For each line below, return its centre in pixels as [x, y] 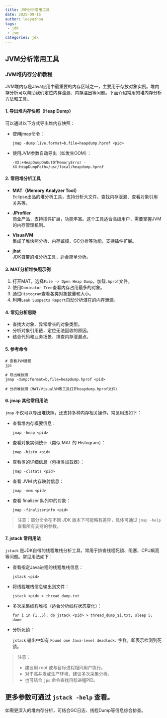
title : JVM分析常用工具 [27, 10]
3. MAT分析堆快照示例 [28, 269]
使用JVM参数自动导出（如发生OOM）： [52, 153]
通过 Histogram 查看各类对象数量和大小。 [53, 294]
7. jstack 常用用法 [23, 538]
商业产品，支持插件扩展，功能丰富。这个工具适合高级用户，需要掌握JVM [87, 219]
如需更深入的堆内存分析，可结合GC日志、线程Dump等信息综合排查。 [75, 710]
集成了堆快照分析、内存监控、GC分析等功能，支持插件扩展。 [74, 241]
